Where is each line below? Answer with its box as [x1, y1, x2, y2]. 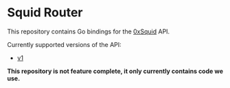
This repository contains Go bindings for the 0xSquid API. [7, 27, 170, 35]
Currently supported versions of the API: [7, 40, 122, 48]
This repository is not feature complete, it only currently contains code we [7, 67, 223, 75]
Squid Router [7, 5, 83, 20]
